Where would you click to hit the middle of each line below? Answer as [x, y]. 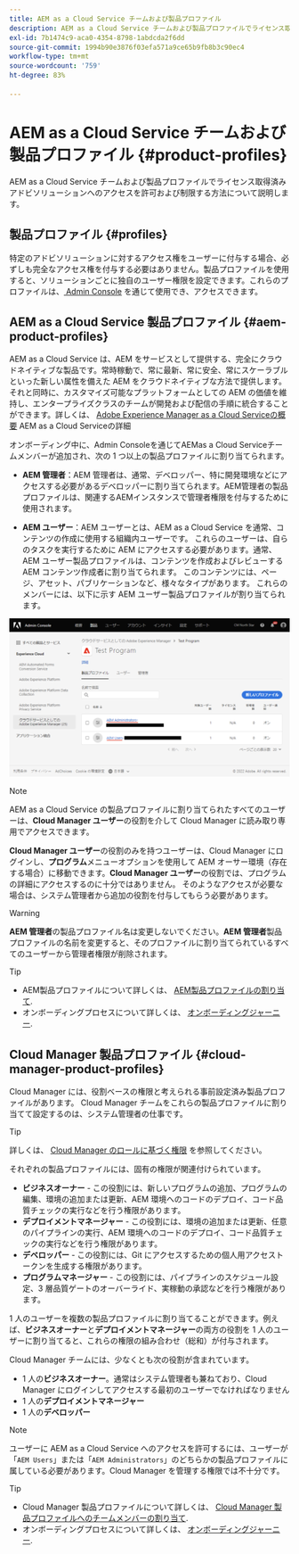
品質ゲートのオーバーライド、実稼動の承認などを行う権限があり [170, 1288]
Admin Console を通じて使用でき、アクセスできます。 [164, 291]
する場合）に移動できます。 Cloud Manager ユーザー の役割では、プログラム [148, 873]
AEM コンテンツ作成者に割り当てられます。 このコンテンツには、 [141, 572]
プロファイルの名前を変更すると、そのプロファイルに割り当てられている [141, 943]
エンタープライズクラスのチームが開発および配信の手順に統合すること [161, 404]
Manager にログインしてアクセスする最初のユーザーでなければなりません [156, 1390]
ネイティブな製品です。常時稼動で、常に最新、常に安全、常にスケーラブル [152, 370]
